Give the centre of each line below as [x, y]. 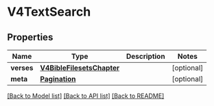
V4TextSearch [49, 12]
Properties [30, 37]
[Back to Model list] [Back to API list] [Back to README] [86, 96]
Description [146, 56]
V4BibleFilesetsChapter [80, 68]
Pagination [58, 79]
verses [22, 68]
